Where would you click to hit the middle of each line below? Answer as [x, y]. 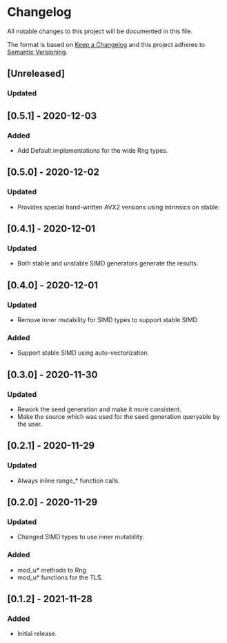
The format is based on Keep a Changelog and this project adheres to [106, 44]
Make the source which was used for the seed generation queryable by [119, 416]
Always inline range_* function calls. [69, 481]
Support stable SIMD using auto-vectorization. [83, 353]
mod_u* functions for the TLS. [60, 577]
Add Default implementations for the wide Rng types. [92, 150]
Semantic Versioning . [37, 52]
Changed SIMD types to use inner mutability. [81, 537]
